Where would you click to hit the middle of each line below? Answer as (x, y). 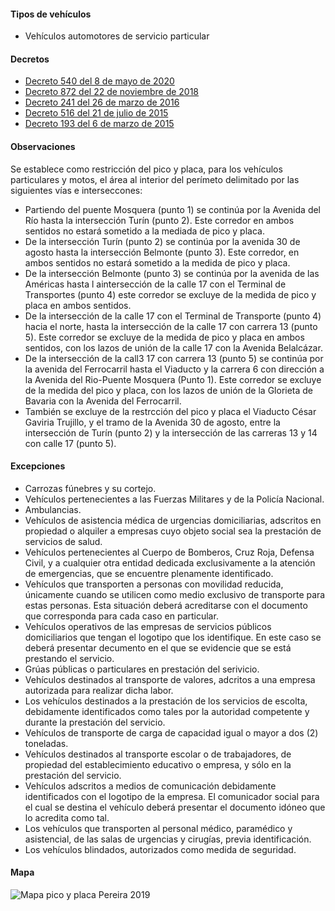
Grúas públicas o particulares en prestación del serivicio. (142, 669)
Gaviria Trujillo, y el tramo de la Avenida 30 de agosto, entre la (152, 422)
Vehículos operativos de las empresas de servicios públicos (148, 626)
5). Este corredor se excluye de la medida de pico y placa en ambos (164, 337)
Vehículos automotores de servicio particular (117, 36)
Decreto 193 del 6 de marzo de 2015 (99, 124)
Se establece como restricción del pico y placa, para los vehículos (146, 169)
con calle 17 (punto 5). (70, 443)
